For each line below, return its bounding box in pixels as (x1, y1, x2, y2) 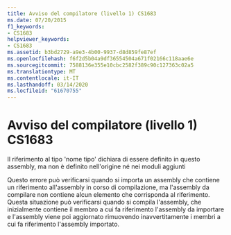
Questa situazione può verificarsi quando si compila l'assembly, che (7, 198, 202, 207)
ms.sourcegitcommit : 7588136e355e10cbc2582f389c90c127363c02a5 (7, 62, 194, 69)
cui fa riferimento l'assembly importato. (7, 220, 120, 229)
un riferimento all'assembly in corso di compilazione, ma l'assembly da (7, 183, 209, 191)
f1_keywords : (7, 23, 45, 30)
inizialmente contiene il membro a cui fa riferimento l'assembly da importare (7, 205, 225, 214)
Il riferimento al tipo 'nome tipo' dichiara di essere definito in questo (7, 155, 200, 164)
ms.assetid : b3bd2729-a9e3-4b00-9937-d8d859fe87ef (7, 49, 157, 56)
